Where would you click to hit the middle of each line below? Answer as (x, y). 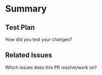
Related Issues (29, 55)
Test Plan (20, 27)
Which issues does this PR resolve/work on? (51, 67)
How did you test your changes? (39, 39)
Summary (26, 9)
